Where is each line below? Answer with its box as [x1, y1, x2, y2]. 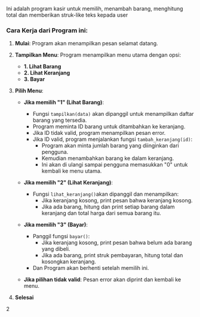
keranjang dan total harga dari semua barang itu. [41, 210, 161, 217]
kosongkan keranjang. [41, 258, 97, 265]
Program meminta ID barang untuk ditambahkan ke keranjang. [32, 123, 186, 130]
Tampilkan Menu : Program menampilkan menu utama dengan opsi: [14, 51, 181, 59]
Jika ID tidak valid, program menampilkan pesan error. [32, 130, 166, 137]
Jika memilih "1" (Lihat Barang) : [23, 99, 104, 106]
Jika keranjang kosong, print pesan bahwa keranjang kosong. [41, 197, 193, 204]
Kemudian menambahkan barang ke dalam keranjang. [41, 155, 174, 162]
